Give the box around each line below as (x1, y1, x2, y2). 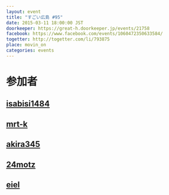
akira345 (6, 139, 40, 149)
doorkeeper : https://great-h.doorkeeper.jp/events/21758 (6, 25, 150, 32)
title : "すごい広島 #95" (6, 14, 63, 20)
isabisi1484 (6, 99, 50, 109)
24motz (6, 159, 36, 169)
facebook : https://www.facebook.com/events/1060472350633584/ (6, 31, 163, 37)
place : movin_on (6, 42, 46, 48)
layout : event (6, 8, 42, 15)
